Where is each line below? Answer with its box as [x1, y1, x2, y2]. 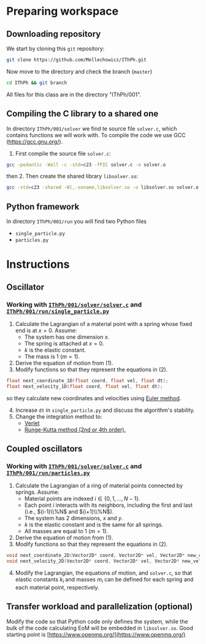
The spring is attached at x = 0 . [24, 340, 104, 347]
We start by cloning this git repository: [6, 45, 105, 52]
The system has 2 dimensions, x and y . [24, 515, 124, 522]
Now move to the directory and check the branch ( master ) [6, 67, 153, 75]
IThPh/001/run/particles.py [6, 470, 90, 477]
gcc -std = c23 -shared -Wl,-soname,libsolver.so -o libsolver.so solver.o [6, 184, 199, 191]
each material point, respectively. [15, 583, 99, 591]
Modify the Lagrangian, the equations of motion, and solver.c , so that [15, 569, 193, 577]
